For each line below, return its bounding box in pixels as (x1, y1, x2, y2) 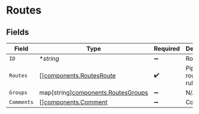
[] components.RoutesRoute (39, 71, 116, 80)
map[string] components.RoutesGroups (39, 89, 148, 96)
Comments (9, 99, 34, 105)
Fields (6, 27, 30, 37)
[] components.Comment (39, 98, 108, 106)
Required (153, 45, 180, 53)
